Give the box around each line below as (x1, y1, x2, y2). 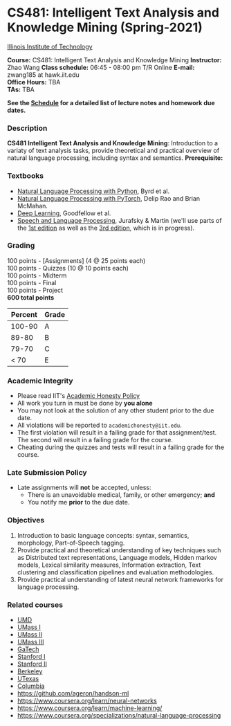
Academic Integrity (7, 376, 74, 385)
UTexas (17, 675, 39, 683)
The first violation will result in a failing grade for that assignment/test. (17, 428, 216, 437)
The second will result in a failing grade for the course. (17, 436, 173, 444)
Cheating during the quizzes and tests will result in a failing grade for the (17, 443, 225, 451)
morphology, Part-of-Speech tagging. (17, 538, 125, 547)
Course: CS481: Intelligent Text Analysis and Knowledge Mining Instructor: (7, 55, 222, 64)
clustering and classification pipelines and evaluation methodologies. (17, 568, 214, 576)
